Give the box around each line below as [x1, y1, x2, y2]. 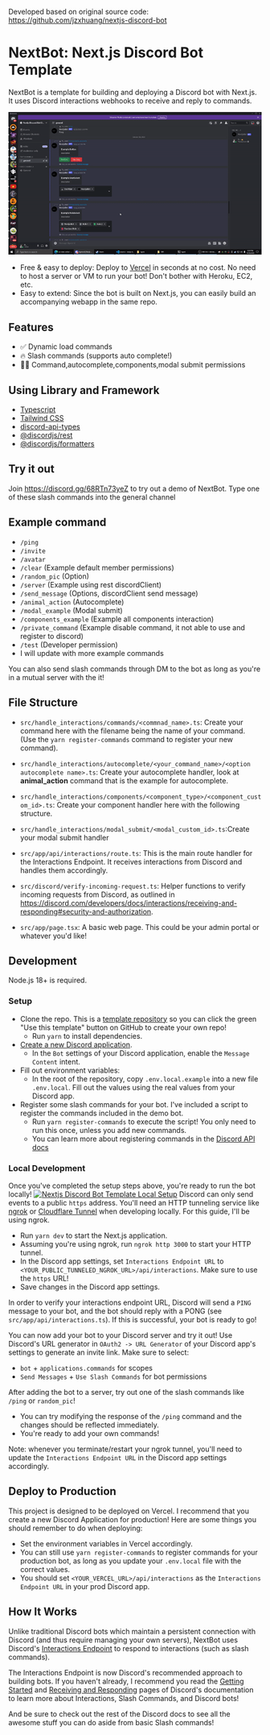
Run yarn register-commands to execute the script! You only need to [31, 1116, 256, 1127]
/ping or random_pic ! [8, 1396, 76, 1405]
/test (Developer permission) [19, 640, 118, 650]
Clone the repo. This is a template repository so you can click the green [19, 1014, 257, 1023]
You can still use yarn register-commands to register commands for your [19, 1547, 259, 1557]
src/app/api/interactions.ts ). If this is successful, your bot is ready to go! [8, 1314, 257, 1324]
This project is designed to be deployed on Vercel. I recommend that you [8, 1506, 249, 1516]
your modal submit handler [19, 832, 109, 842]
